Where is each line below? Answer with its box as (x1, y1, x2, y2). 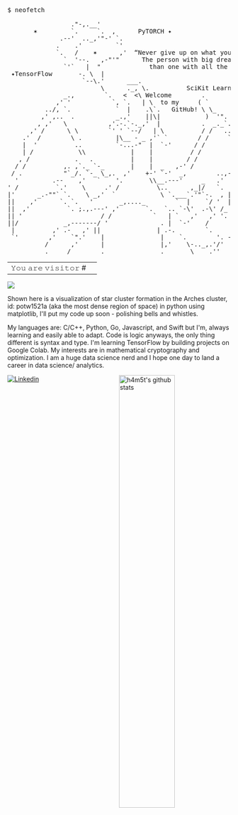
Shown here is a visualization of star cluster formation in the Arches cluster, (7, 295, 228, 302)
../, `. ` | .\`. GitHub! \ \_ (45, 106, 217, 113)
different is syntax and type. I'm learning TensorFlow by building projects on (7, 339, 229, 346)
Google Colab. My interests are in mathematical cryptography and (7, 346, 200, 354)
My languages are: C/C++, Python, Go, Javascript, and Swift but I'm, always (7, 323, 229, 332)
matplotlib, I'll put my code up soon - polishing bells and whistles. (7, 310, 198, 318)
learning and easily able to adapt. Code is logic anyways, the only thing (7, 331, 215, 339)
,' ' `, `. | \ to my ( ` (55, 99, 210, 106)
